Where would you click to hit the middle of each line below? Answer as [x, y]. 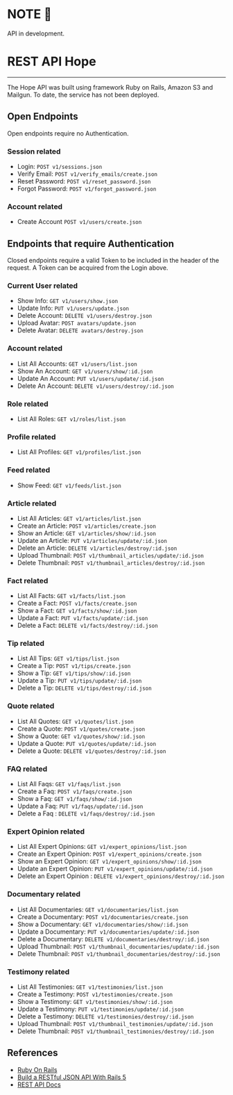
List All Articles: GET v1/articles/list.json [79, 518]
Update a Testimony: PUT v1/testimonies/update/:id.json [100, 1009]
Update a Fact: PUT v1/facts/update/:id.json [83, 618]
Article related [32, 503]
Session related [34, 151]
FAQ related [27, 769]
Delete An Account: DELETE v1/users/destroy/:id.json [96, 386]
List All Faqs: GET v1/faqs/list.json [69, 784]
